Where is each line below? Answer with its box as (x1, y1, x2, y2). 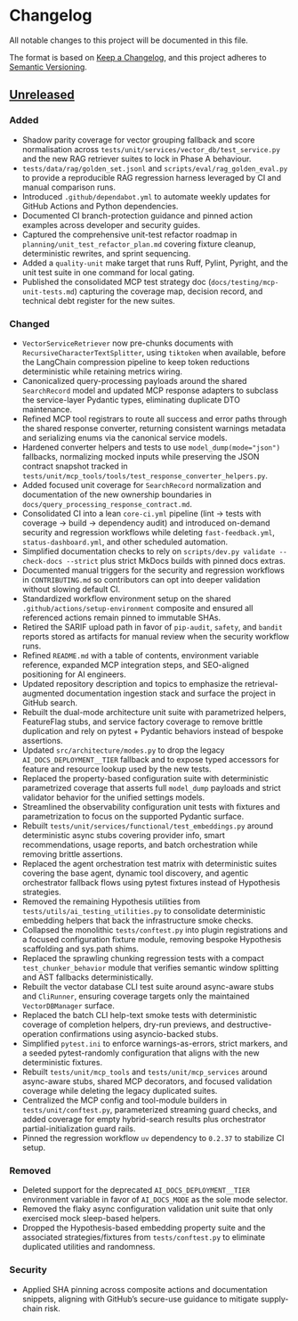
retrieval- (244, 678, 278, 689)
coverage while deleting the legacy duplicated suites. (21, 1085, 218, 1096)
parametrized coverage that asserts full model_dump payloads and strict (21, 782, 282, 793)
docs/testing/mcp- (210, 278, 279, 287)
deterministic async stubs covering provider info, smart (21, 829, 225, 840)
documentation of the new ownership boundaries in (21, 489, 212, 500)
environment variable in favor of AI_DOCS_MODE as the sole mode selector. (21, 1195, 288, 1205)
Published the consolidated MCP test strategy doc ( (21, 276, 212, 287)
